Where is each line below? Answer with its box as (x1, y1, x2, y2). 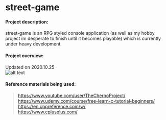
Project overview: (5, 53, 44, 59)
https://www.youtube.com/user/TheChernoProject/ (17, 92, 126, 99)
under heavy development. (5, 41, 62, 47)
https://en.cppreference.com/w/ (17, 103, 86, 109)
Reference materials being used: (5, 81, 76, 87)
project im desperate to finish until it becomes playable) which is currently (5, 35, 161, 42)
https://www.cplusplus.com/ (17, 109, 78, 115)
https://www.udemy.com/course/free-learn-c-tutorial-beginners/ (17, 98, 155, 104)
